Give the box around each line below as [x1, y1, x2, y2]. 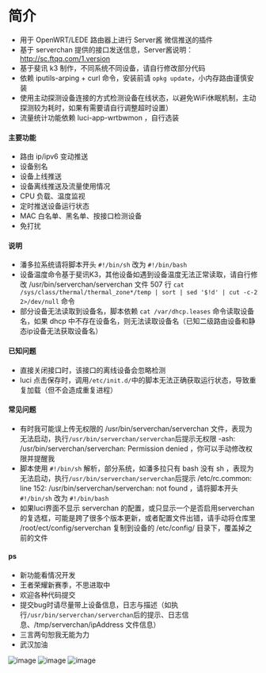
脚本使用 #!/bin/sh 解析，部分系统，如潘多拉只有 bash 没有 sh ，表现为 [19, 463, 254, 473]
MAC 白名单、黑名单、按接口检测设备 [19, 211, 142, 221]
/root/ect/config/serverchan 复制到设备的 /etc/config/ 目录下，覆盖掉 [19, 523, 245, 533]
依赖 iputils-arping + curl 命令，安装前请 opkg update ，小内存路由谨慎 [19, 73, 248, 83]
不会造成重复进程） [54, 385, 117, 394]
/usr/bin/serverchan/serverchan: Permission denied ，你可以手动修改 [19, 444, 246, 453]
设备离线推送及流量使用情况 [19, 182, 111, 191]
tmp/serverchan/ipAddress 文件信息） [36, 620, 161, 629]
